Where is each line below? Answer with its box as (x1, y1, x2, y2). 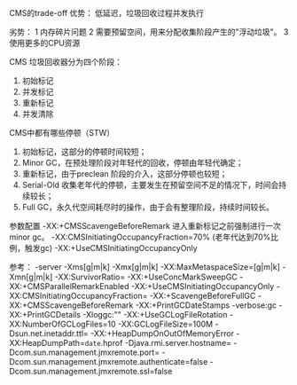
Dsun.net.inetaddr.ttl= (9, 328, 89, 339)
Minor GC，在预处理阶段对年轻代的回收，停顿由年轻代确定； (21, 158, 244, 168)
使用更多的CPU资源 (9, 38, 81, 48)
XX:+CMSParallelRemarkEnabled (9, 281, 130, 291)
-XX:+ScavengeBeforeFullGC (149, 291, 256, 301)
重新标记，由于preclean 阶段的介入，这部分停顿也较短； (21, 169, 228, 179)
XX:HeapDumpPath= (9, 338, 86, 348)
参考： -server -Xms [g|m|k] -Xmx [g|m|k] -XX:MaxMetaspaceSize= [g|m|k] (9, 262, 281, 272)
